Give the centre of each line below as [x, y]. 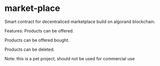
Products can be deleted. [30, 49]
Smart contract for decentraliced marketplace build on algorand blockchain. [80, 22]
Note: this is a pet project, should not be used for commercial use [70, 58]
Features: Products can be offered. [39, 31]
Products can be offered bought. [37, 40]
